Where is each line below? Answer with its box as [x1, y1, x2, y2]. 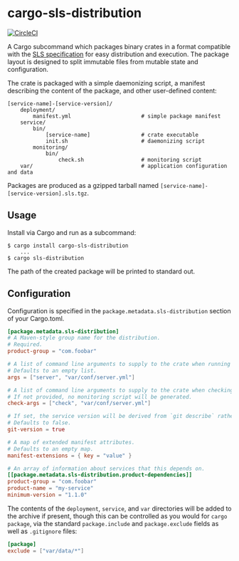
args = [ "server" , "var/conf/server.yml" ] [7, 374, 135, 381]
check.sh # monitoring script [58, 156, 202, 163]
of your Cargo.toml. [7, 314, 65, 323]
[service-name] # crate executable [45, 131, 199, 138]
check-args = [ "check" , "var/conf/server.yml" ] [7, 400, 152, 407]
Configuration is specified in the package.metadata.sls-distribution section [7, 306, 231, 315]
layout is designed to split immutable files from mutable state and [7, 57, 198, 65]
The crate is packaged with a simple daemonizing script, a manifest [7, 78, 206, 87]
